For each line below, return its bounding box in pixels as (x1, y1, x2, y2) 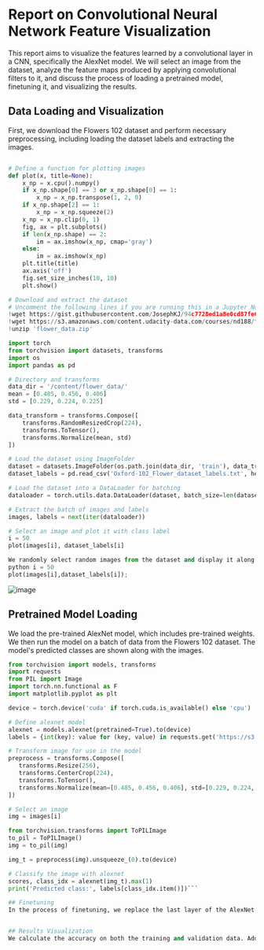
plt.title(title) (22, 260, 79, 268)
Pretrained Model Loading (8, 608, 138, 622)
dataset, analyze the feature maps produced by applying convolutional (8, 65, 237, 74)
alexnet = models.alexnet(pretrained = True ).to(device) (8, 725, 192, 733)
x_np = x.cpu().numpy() (22, 179, 101, 187)
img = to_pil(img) (8, 841, 68, 850)
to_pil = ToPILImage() (8, 834, 82, 842)
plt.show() (22, 281, 58, 289)
